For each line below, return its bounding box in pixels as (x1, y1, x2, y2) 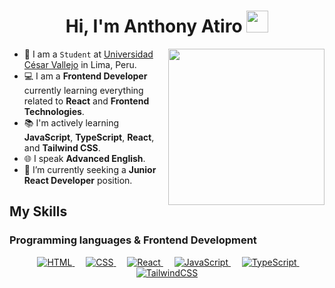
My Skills (9, 203, 68, 220)
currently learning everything (23, 84, 144, 96)
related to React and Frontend (23, 95, 150, 107)
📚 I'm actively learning (23, 116, 120, 129)
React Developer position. (23, 174, 133, 186)
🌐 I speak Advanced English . (23, 152, 146, 164)
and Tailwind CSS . (23, 141, 101, 154)
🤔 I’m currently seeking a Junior (23, 163, 157, 175)
